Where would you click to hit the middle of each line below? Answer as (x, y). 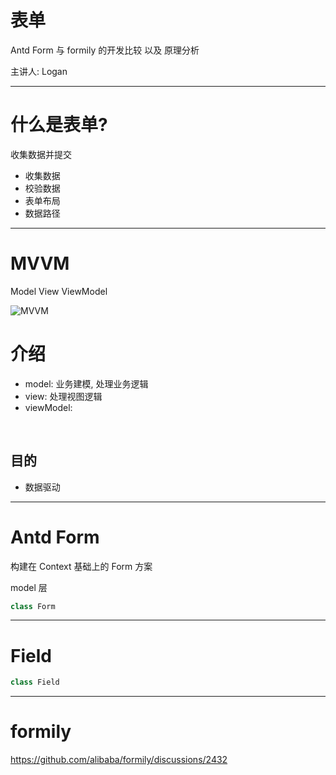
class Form (33, 606)
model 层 (29, 587)
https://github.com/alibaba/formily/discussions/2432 (119, 760)
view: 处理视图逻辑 (63, 396)
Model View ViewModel (59, 291)
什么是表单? (59, 125)
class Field (35, 682)
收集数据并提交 (41, 154)
